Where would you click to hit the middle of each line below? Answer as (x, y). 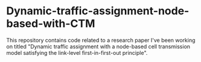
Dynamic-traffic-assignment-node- (98, 11)
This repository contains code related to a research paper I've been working (101, 40)
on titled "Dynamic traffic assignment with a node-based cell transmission (98, 46)
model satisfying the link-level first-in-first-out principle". (77, 52)
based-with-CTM (51, 24)
